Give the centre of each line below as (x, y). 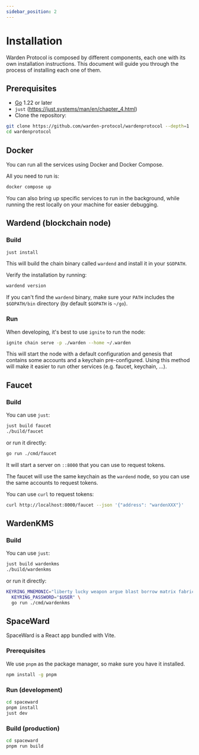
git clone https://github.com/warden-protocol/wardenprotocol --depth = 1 (98, 126)
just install (22, 252)
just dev (17, 713)
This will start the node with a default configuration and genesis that (89, 354)
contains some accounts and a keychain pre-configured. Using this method (98, 360)
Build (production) (33, 728)
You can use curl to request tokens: (50, 494)
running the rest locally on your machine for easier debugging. (82, 204)
